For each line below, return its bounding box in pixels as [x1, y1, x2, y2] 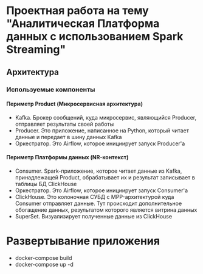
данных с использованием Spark [6, 30, 184, 43]
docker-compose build [15, 254, 72, 261]
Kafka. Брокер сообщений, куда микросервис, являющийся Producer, [15, 114, 197, 121]
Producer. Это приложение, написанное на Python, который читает [15, 126, 190, 134]
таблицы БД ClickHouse [15, 180, 77, 187]
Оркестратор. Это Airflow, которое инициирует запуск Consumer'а [15, 187, 188, 194]
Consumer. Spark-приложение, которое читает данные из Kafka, [15, 167, 182, 175]
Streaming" [6, 43, 66, 57]
